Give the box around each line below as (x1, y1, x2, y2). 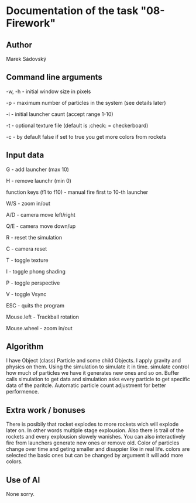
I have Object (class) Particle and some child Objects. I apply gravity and (6, 357, 181, 364)
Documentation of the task (6, 4, 139, 18)
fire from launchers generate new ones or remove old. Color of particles (6, 439, 180, 446)
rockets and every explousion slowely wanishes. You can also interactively (6, 433, 186, 440)
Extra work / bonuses (6, 405, 86, 415)
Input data (6, 150, 44, 160)
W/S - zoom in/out (6, 200, 51, 207)
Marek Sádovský (6, 56, 47, 62)
